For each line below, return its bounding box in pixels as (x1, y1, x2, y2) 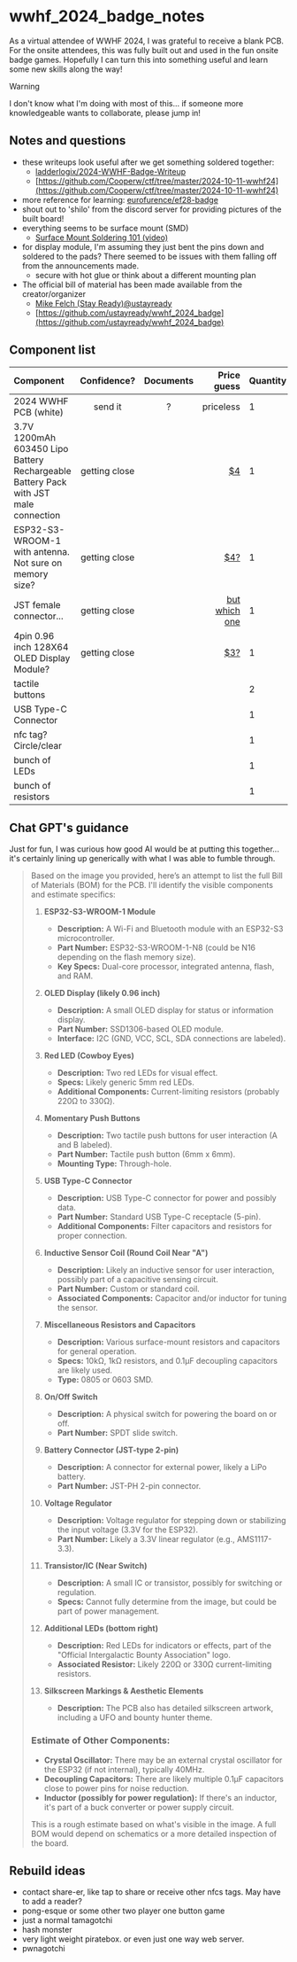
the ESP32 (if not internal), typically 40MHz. (43, 1763, 205, 1774)
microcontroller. (57, 933, 115, 944)
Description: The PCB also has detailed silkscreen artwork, (57, 1703, 274, 1714)
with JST (13, 487, 50, 499)
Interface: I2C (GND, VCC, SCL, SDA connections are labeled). (57, 1033, 286, 1044)
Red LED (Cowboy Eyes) (43, 1050, 134, 1061)
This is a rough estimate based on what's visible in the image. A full (30, 1818, 277, 1829)
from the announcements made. (21, 260, 140, 271)
